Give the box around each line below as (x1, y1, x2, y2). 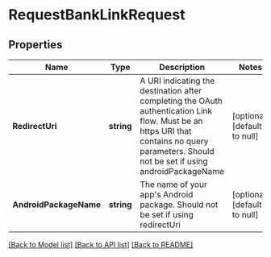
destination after (140, 85, 202, 96)
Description (159, 62, 206, 73)
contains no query (140, 135, 209, 147)
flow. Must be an (140, 115, 203, 126)
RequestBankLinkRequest (8, 6, 186, 24)
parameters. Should (140, 146, 215, 156)
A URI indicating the (140, 75, 215, 86)
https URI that (140, 126, 192, 136)
